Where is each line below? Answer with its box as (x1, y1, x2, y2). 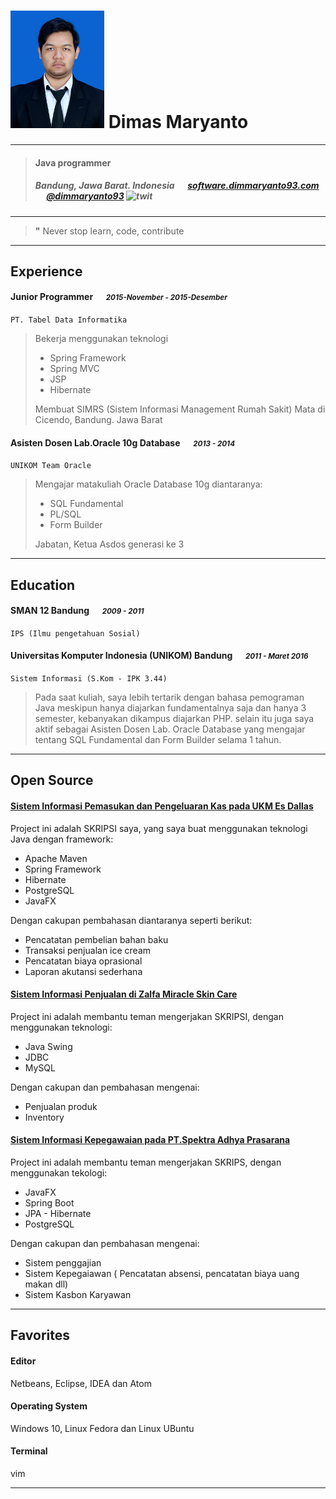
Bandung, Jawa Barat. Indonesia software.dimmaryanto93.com (34, 180, 320, 192)
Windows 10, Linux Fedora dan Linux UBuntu (10, 1422, 195, 1434)
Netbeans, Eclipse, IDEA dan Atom (10, 1377, 152, 1389)
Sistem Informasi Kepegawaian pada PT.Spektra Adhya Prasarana (10, 1134, 291, 1146)
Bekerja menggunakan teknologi (34, 333, 169, 345)
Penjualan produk (24, 1100, 98, 1112)
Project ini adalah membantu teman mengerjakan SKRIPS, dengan (10, 1156, 282, 1169)
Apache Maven (24, 852, 88, 864)
